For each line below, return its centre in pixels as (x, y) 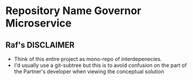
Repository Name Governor (74, 11)
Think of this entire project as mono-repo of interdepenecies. (88, 59)
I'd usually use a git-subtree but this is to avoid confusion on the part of (100, 65)
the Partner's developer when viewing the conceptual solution (89, 71)
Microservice (38, 23)
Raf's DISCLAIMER (40, 45)
